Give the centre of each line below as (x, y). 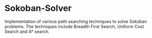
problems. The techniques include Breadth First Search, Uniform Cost (74, 26)
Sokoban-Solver (38, 8)
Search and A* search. (27, 31)
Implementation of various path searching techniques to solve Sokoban (76, 21)
